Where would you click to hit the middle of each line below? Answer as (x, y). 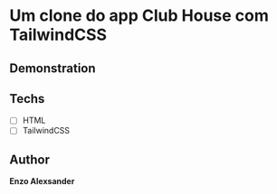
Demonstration (53, 68)
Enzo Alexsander (42, 181)
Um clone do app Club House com (139, 16)
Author (29, 159)
